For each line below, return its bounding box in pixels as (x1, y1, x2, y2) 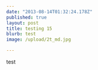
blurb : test (6, 31, 36, 37)
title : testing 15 (6, 25, 52, 32)
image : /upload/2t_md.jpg (6, 36, 71, 42)
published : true (6, 14, 47, 20)
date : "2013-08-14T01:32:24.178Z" (6, 8, 93, 15)
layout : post (6, 20, 39, 26)
